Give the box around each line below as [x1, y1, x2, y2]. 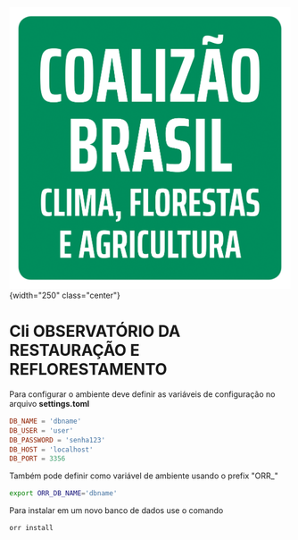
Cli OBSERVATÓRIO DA [9, 321, 181, 342]
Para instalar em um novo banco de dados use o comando [9, 505, 224, 516]
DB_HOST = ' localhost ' [9, 445, 94, 454]
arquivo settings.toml [9, 398, 90, 409]
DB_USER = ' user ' [9, 426, 74, 435]
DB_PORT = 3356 [9, 454, 66, 463]
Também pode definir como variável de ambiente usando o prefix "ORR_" [9, 470, 278, 481]
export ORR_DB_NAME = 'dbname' [9, 489, 118, 498]
